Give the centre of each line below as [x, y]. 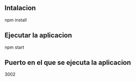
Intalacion [20, 8]
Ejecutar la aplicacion [38, 36]
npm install [16, 20]
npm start [15, 47]
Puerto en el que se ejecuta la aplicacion [68, 63]
